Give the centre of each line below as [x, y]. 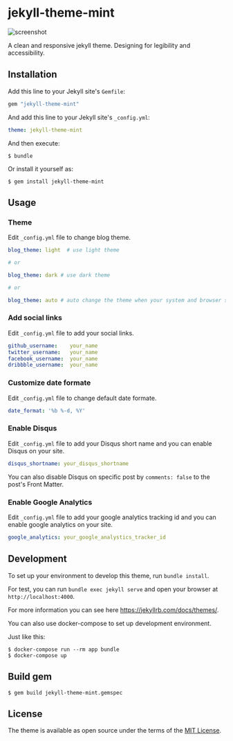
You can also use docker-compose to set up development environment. [110, 623]
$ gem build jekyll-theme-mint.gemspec [65, 692]
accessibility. [27, 53]
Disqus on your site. [36, 451]
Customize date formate [49, 383]
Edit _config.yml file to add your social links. [71, 333]
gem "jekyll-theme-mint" [44, 104]
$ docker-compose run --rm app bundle [64, 650]
